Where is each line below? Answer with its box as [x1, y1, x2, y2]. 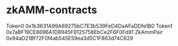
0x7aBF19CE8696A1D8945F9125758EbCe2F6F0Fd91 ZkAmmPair [6, 28, 163, 35]
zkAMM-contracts [6, 3, 97, 17]
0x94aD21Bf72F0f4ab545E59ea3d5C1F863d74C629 [6, 34, 133, 41]
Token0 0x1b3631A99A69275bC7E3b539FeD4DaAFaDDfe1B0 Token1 [6, 22, 173, 29]
